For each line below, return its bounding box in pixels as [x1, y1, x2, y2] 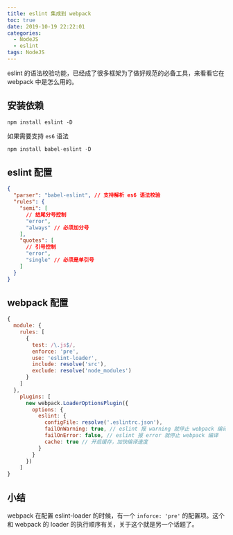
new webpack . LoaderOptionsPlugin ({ [25, 400, 129, 406]
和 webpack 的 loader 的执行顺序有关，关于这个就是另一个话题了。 [7, 520, 198, 528]
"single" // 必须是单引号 [25, 256, 95, 263]
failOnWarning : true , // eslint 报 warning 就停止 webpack [44, 425, 215, 433]
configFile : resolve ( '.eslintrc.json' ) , [44, 419, 163, 426]
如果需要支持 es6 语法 [7, 131, 69, 140]
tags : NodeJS [7, 49, 45, 56]
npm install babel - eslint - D [7, 145, 92, 153]
